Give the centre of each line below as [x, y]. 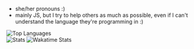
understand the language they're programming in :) [79, 21]
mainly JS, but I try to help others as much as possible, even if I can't [102, 15]
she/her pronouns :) [40, 9]
